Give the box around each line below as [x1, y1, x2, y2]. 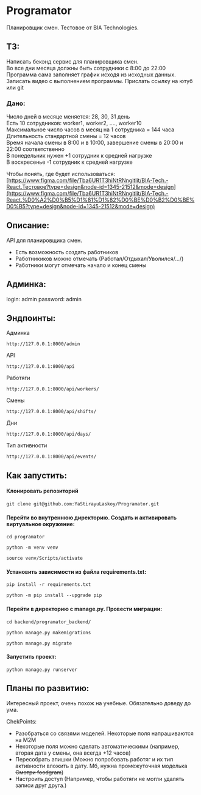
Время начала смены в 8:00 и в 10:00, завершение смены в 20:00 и [6, 139, 184, 147]
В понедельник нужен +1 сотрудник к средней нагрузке [6, 152, 152, 159]
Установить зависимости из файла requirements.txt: [6, 568, 147, 575]
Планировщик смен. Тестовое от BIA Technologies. [6, 24, 139, 31]
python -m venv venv [6, 544, 59, 551]
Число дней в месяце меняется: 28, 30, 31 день [6, 113, 130, 120]
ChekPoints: [6, 717, 37, 725]
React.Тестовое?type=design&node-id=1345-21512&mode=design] [6, 183, 176, 191]
